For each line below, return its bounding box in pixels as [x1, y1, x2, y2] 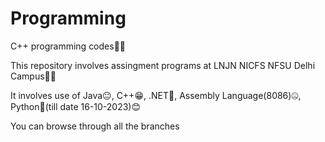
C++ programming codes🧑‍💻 [10, 40, 127, 52]
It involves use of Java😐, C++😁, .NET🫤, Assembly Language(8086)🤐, [10, 89, 302, 101]
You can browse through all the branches [10, 120, 180, 132]
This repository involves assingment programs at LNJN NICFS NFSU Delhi [10, 59, 316, 71]
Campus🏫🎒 [10, 70, 57, 82]
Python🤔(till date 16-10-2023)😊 [10, 100, 142, 112]
